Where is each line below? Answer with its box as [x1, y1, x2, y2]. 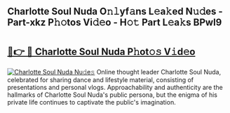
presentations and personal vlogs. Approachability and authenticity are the [7, 84, 223, 91]
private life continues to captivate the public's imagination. [7, 98, 177, 106]
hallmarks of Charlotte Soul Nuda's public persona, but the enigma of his [7, 91, 217, 99]
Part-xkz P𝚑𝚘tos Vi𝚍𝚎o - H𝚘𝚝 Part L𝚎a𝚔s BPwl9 [7, 17, 222, 29]
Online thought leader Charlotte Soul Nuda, [96, 68, 222, 76]
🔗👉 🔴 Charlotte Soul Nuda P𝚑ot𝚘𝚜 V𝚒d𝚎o [7, 46, 196, 58]
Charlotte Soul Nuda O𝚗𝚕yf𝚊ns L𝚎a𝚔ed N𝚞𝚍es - [7, 6, 223, 18]
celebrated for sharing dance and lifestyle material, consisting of [7, 76, 194, 84]
